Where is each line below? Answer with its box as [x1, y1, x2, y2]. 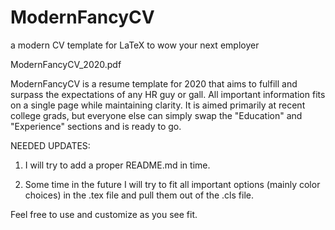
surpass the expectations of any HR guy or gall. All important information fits [10, 88, 326, 100]
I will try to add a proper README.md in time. [24, 159, 211, 171]
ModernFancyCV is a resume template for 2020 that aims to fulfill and [10, 77, 298, 90]
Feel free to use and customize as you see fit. [10, 208, 198, 220]
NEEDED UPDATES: [10, 139, 91, 151]
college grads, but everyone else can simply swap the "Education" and [10, 109, 303, 121]
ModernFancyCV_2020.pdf [10, 58, 122, 70]
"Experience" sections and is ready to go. [10, 120, 182, 132]
